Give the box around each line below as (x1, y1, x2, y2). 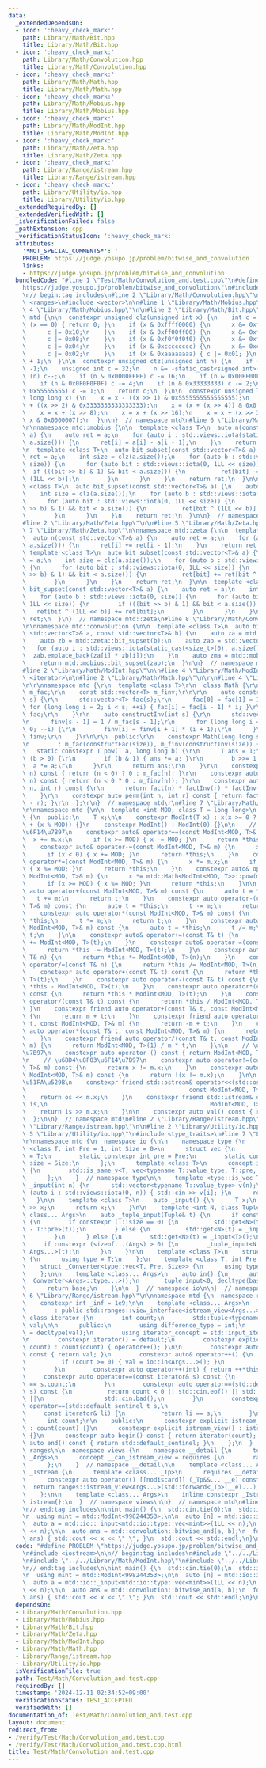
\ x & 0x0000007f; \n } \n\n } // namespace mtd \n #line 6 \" (22, 416, 225, 424)
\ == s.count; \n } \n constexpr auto (22, 1380, 193, 1388)
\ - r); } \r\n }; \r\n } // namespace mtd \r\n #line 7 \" (22, 799, 215, 807)
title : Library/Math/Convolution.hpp (22, 63, 147, 71)
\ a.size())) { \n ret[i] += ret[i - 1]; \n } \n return (22, 541, 243, 549)
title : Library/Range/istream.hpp (22, 173, 136, 182)
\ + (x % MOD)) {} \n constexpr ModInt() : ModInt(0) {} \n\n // (22, 821, 257, 829)
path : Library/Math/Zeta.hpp (22, 144, 119, 152)
